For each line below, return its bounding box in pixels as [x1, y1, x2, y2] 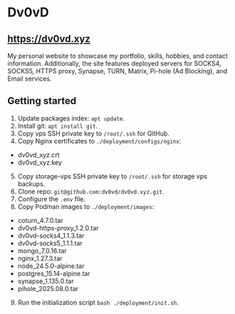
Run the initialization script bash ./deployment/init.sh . [17, 298, 179, 307]
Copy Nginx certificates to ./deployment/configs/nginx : [17, 136, 182, 145]
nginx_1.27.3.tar [17, 254, 63, 263]
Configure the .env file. [17, 194, 85, 203]
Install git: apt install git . [17, 121, 98, 130]
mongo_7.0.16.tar [17, 246, 67, 255]
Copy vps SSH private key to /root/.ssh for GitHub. [17, 129, 169, 138]
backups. [17, 179, 46, 188]
